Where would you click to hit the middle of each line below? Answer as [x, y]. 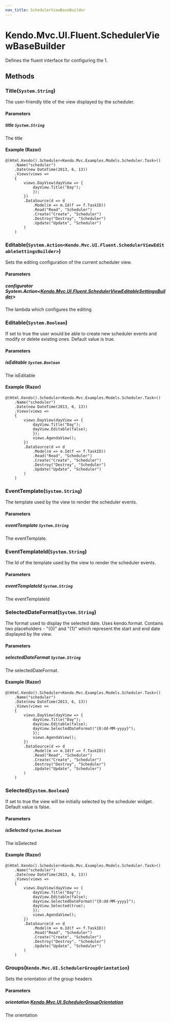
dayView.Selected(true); [59, 906]
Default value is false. [28, 807]
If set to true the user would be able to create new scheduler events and [81, 334]
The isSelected [21, 843]
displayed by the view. [29, 634]
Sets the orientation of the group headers [49, 979]
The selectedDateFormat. [32, 670]
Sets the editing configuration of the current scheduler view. [68, 262]
